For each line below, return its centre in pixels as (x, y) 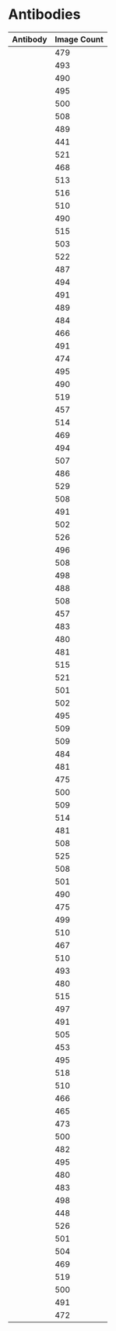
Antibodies (44, 15)
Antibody (30, 39)
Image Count (79, 39)
